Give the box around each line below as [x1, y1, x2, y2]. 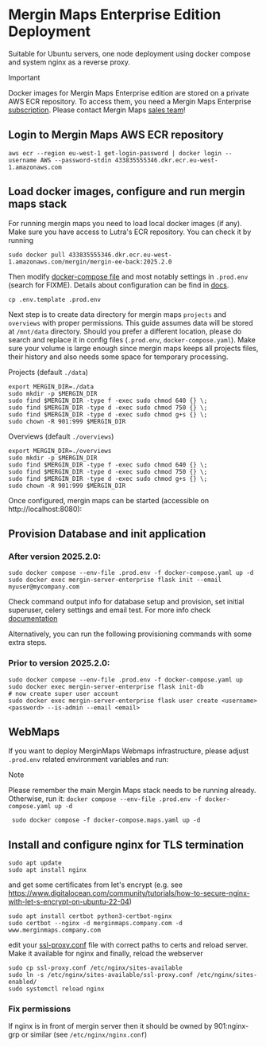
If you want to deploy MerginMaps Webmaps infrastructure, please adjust [8, 746, 249, 756]
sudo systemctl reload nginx [8, 985, 105, 993]
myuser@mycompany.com [8, 583, 80, 591]
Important [8, 72, 40, 82]
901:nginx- [214, 1022, 249, 1031]
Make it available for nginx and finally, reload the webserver [8, 949, 204, 959]
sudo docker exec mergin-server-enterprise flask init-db [8, 682, 204, 690]
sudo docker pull [8, 251, 66, 259]
